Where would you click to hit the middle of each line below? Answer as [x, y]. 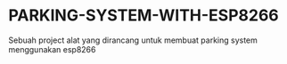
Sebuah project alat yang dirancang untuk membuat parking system [133, 40]
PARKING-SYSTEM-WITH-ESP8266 [144, 16]
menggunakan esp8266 [52, 49]
